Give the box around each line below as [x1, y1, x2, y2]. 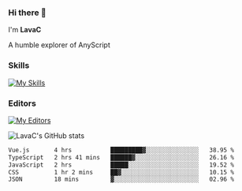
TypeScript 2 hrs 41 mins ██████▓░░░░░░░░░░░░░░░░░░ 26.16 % [8, 153, 235, 161]
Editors [8, 98, 37, 109]
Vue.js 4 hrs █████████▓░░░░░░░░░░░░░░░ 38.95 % [8, 146, 235, 154]
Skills [8, 60, 30, 71]
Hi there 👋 [8, 7, 47, 18]
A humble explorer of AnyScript [8, 40, 110, 50]
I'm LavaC [8, 25, 42, 35]
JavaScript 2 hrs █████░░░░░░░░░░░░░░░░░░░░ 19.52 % [8, 161, 235, 169]
